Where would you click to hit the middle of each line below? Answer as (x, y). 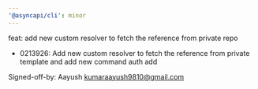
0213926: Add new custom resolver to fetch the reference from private (135, 53)
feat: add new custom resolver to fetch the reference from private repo (123, 38)
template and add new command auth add (88, 61)
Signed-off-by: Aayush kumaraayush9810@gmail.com (96, 76)
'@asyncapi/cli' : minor (47, 15)
